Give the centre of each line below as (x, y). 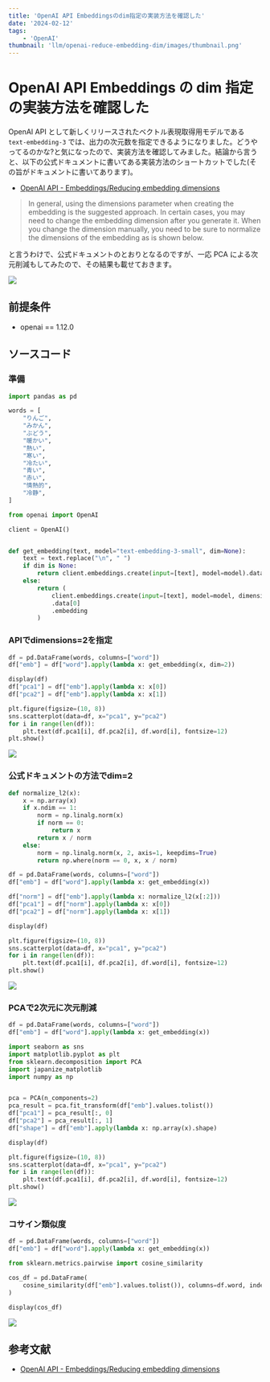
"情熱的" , (37, 486)
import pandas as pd (43, 396)
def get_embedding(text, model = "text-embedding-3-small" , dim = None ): (127, 551)
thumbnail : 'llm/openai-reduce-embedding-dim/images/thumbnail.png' (125, 46)
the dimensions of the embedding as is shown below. (116, 238)
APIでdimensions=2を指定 (60, 640)
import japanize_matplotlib (55, 1069)
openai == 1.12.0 (47, 327)
